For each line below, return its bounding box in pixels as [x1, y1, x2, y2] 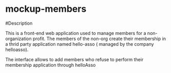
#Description [5, 20, 33, 26]
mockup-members [5, 3, 87, 15]
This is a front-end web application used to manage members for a [5, 30, 146, 36]
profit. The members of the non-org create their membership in [32, 35, 166, 42]
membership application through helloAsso [5, 62, 96, 68]
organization [5, 35, 32, 42]
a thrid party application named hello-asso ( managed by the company [5, 41, 154, 47]
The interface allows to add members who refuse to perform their [5, 56, 144, 62]
